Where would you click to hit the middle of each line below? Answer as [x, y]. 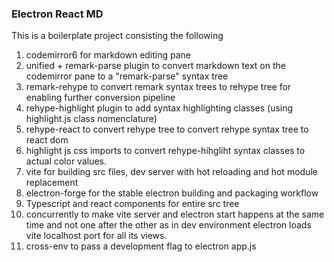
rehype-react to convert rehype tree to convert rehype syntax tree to [167, 129]
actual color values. [66, 161]
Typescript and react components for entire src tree [132, 204]
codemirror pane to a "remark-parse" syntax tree [127, 76]
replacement [52, 183]
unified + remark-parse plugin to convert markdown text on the [155, 66]
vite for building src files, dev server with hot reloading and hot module [171, 172]
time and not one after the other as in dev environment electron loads [168, 225]
